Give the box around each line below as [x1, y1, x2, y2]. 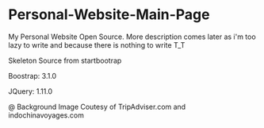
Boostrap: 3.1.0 [8, 71, 57, 80]
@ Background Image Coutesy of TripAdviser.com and [8, 102, 186, 111]
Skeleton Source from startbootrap [8, 56, 122, 65]
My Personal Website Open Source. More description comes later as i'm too [8, 32, 256, 41]
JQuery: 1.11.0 [8, 86, 53, 96]
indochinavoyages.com [8, 110, 85, 120]
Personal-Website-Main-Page [8, 6, 210, 24]
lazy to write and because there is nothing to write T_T [8, 40, 186, 49]
